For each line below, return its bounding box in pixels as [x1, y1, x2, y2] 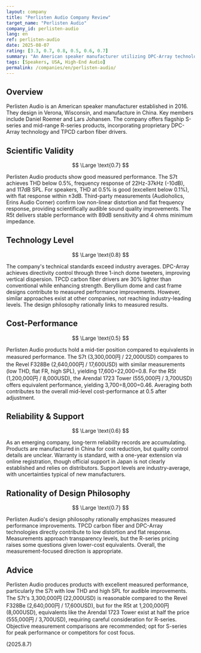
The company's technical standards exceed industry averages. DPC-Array [6, 262, 190, 270]
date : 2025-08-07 [6, 43, 50, 49]
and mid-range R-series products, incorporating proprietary [22, 122, 170, 129]
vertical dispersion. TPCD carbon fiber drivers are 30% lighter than [6, 275, 172, 283]
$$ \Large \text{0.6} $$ [71, 427, 130, 435]
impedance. [6, 218, 36, 225]
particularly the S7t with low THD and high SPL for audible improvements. [6, 588, 187, 595]
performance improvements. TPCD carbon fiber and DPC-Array [6, 522, 163, 529]
